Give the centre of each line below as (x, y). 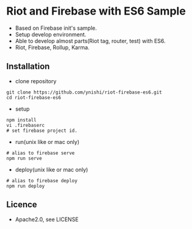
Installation (28, 67)
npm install (21, 120)
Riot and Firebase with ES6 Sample (96, 11)
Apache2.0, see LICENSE (47, 219)
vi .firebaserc (26, 125)
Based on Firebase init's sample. (56, 28)
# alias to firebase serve (41, 153)
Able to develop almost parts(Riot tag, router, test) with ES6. (90, 41)
